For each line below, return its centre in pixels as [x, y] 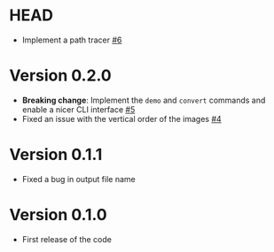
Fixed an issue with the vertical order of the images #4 [121, 118]
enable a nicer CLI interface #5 [78, 109]
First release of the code [67, 239]
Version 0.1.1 [56, 155]
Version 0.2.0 [61, 76]
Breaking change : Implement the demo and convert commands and [144, 100]
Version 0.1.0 [59, 215]
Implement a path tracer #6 [72, 40]
